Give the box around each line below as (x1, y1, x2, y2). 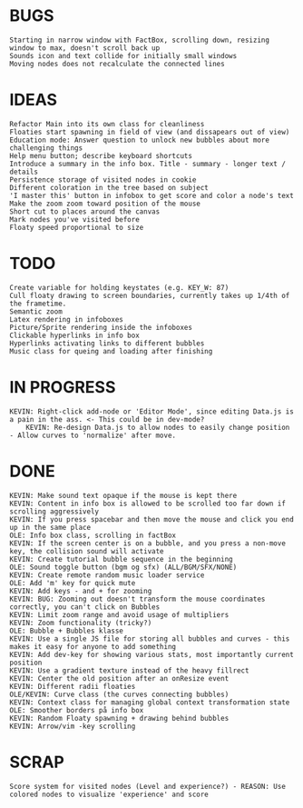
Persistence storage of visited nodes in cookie (9, 175, 197, 185)
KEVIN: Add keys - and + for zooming (9, 586, 152, 595)
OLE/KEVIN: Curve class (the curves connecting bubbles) (9, 690, 230, 699)
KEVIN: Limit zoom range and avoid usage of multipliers (9, 610, 230, 619)
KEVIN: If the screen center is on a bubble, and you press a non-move (9, 538, 286, 548)
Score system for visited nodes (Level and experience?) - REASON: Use (9, 782, 286, 791)
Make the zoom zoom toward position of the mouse (9, 199, 201, 208)
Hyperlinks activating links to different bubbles (9, 338, 205, 348)
